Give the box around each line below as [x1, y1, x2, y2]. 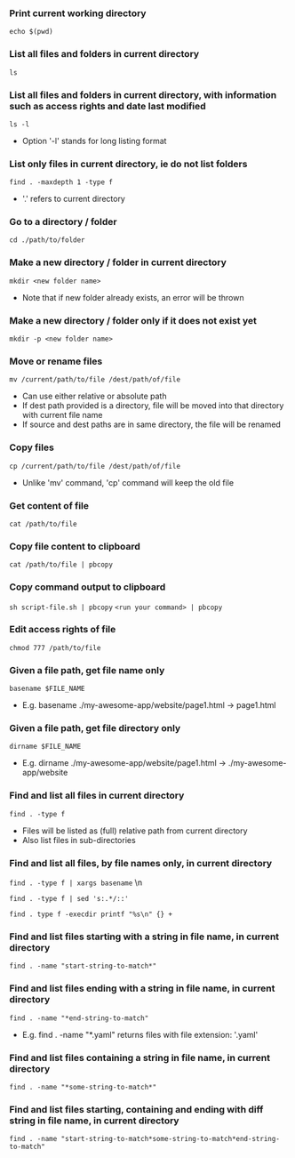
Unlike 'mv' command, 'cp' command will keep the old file [21, 477, 234, 487]
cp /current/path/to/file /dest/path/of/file [9, 462, 180, 470]
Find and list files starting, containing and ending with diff [9, 1103, 264, 1115]
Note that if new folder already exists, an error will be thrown [21, 292, 244, 302]
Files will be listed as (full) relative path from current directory [21, 825, 248, 836]
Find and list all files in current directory [9, 790, 185, 802]
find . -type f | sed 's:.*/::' [9, 895, 129, 904]
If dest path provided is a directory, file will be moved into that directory [21, 400, 284, 411]
